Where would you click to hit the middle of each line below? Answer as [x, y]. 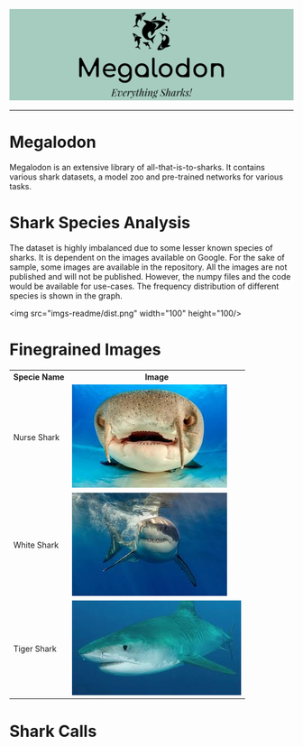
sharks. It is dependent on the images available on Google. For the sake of [147, 257]
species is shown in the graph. [66, 295]
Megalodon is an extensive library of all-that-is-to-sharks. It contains [138, 167]
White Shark [36, 545]
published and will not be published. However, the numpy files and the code [150, 276]
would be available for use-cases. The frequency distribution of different [144, 286]
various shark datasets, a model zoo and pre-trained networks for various [147, 177]
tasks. [21, 186]
